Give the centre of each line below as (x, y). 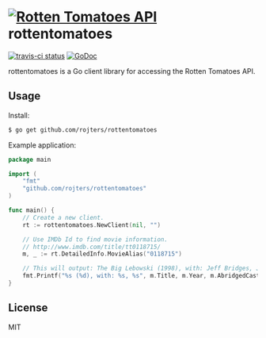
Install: (19, 115)
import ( (23, 174)
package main (30, 159)
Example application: (42, 145)
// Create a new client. (63, 217)
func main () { (32, 210)
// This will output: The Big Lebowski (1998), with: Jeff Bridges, (138, 269)
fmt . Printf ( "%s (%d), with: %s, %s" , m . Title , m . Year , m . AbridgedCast (141, 276)
